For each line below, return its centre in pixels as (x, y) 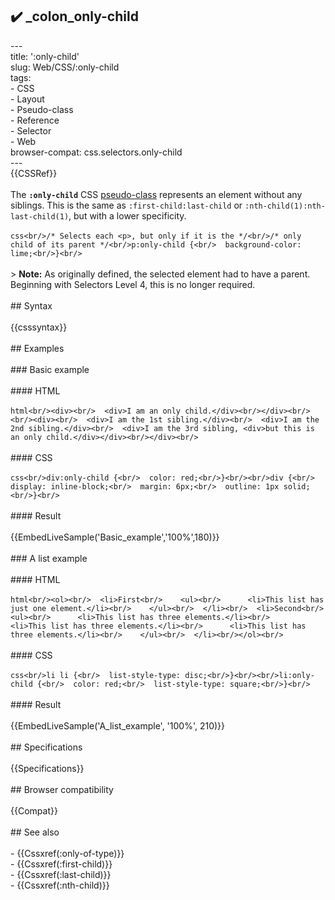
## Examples (37, 348)
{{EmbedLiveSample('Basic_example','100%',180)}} (115, 537)
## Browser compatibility (62, 789)
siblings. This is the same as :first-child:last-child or (126, 205)
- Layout (27, 99)
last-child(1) (40, 216)
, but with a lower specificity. (127, 215)
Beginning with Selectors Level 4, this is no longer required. (133, 284)
